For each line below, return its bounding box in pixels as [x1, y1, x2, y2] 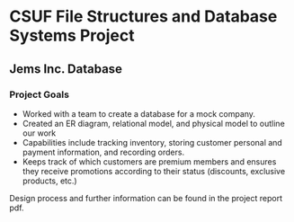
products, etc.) [22, 175, 78, 186]
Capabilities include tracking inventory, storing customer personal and [22, 137, 283, 147]
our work [22, 128, 57, 138]
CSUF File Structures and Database [9, 6, 278, 27]
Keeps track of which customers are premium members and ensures [22, 155, 277, 167]
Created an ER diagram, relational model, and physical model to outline [22, 118, 285, 129]
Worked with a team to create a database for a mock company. [22, 108, 256, 119]
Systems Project [9, 25, 135, 46]
